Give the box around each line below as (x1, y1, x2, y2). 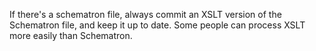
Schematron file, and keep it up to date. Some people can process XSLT (9, 19, 306, 31)
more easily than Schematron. (9, 30, 133, 41)
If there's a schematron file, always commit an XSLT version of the (9, 9, 282, 20)
